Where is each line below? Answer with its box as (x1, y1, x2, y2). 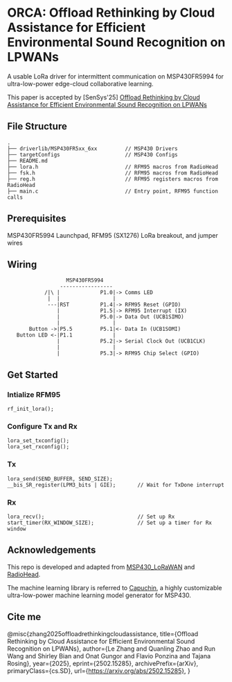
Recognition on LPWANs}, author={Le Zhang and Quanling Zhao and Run (7, 644, 216, 653)
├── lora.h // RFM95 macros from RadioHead (7, 163, 218, 170)
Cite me (7, 611, 42, 623)
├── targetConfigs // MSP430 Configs (7, 151, 178, 158)
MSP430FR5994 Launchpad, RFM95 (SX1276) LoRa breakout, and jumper (7, 231, 218, 239)
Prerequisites (7, 213, 66, 225)
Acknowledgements (7, 544, 96, 556)
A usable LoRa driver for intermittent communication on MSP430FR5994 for (7, 72, 224, 81)
